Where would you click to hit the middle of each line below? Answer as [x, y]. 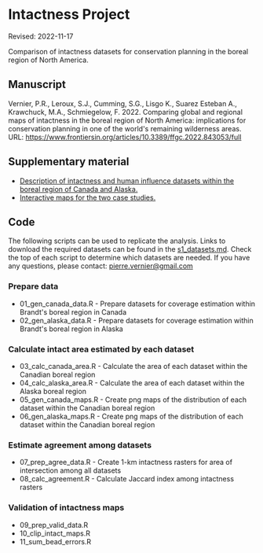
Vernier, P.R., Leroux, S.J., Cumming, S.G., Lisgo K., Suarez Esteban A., [123, 103]
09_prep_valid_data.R [54, 525]
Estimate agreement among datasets [80, 444]
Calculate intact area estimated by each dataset [101, 349]
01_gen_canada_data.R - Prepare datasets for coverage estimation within [137, 304]
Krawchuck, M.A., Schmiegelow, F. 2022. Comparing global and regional [126, 112]
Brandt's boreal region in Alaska [71, 329]
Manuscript [37, 85]
